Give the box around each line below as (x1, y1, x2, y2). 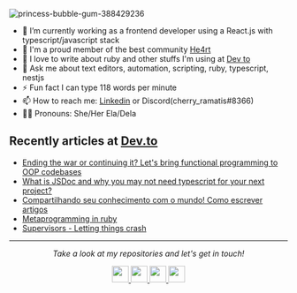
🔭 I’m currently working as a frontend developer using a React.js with (21, 26, 274, 35)
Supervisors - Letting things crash (21, 222, 147, 233)
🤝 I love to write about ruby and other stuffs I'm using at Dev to (21, 54, 251, 64)
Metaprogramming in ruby (21, 213, 118, 224)
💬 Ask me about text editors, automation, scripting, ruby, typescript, (21, 63, 270, 73)
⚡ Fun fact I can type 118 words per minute (21, 82, 178, 93)
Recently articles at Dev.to (9, 133, 158, 149)
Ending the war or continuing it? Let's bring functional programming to (21, 157, 278, 168)
